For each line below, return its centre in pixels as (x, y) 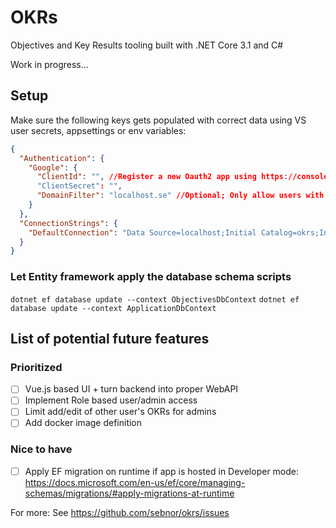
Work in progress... (49, 64)
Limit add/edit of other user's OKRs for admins (120, 412)
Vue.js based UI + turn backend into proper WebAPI (131, 389)
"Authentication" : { (62, 158)
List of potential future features (110, 338)
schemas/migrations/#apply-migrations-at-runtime (129, 493)
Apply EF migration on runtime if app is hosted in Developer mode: (162, 471)
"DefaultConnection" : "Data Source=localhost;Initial (142, 232)
